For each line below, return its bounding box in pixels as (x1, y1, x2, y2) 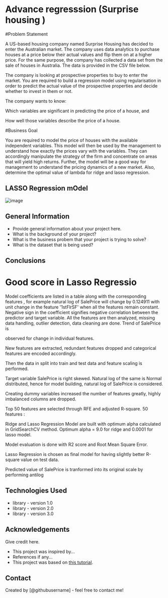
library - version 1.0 (12, 499, 53, 506)
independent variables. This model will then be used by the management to (5, 143, 161, 149)
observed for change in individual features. (5, 335, 95, 341)
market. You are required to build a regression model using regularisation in (5, 77, 161, 83)
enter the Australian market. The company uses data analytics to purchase (5, 46, 160, 52)
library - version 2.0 (12, 505, 54, 511)
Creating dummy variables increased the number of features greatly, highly (5, 390, 161, 396)
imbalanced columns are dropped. (5, 396, 76, 402)
